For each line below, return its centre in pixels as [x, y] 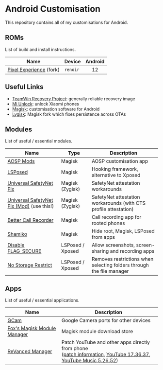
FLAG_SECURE [24, 251]
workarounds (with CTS [119, 203]
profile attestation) [113, 209]
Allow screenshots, [113, 245]
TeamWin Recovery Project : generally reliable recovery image [73, 99]
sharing [100, 251]
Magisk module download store [97, 332]
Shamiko [17, 234]
